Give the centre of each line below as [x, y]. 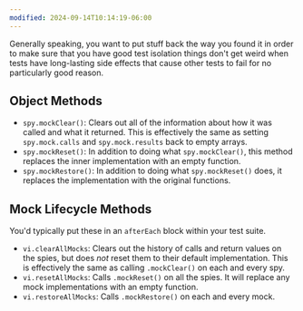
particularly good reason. [57, 73]
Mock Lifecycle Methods [81, 209]
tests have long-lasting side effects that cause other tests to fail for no [141, 63]
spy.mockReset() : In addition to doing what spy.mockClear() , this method [157, 151]
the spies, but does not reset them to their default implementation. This [155, 258]
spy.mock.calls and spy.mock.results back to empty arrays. [135, 142]
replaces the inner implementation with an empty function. [132, 161]
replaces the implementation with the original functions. [127, 180]
